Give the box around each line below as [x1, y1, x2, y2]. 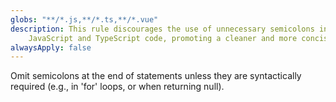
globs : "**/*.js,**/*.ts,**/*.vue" [10, 14, 159, 25]
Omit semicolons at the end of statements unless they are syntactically [10, 70, 302, 82]
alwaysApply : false [10, 42, 92, 53]
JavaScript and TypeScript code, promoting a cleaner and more [28, 33, 298, 43]
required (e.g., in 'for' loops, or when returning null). [10, 81, 225, 93]
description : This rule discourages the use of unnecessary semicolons [10, 24, 315, 34]
